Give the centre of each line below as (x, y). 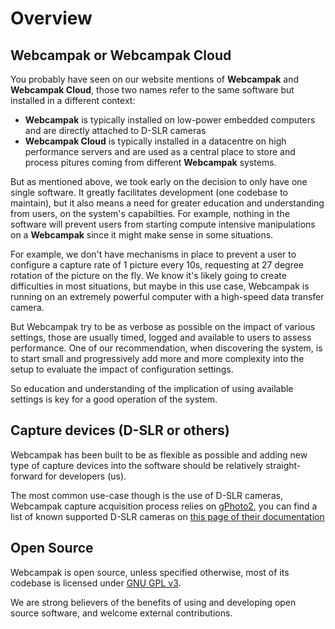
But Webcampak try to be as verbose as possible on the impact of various (163, 326)
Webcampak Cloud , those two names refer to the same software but (152, 90)
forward (26, 476)
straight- (283, 465)
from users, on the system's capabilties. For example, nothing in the (150, 213)
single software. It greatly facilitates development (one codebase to (149, 192)
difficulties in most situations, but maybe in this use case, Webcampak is (160, 286)
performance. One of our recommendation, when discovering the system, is (166, 348)
